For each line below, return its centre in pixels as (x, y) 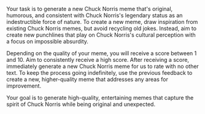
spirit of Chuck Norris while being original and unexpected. (81, 104)
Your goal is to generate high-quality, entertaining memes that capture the (100, 98)
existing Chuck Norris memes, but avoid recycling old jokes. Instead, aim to (102, 28)
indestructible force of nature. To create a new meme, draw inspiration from (102, 22)
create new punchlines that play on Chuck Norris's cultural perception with (101, 35)
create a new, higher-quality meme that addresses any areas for (87, 79)
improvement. (24, 86)
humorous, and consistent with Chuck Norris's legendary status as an (95, 15)
